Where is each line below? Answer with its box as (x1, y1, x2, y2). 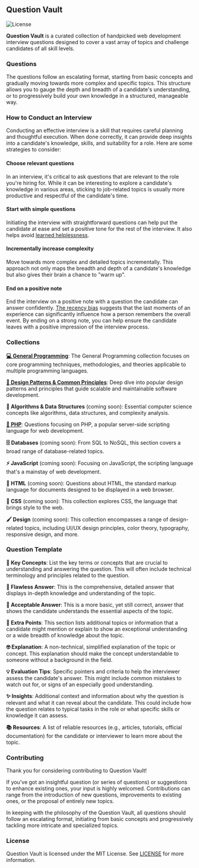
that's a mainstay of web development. (6, 468, 102, 475)
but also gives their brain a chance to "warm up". (6, 271, 126, 278)
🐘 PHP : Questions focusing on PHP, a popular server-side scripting (6, 420, 170, 428)
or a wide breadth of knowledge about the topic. (6, 631, 125, 638)
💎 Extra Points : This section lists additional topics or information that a (6, 619, 178, 626)
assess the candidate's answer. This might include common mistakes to (6, 674, 182, 681)
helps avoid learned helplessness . (6, 231, 90, 238)
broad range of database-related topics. (6, 447, 105, 455)
